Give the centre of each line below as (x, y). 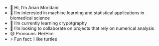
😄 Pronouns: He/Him (32, 34)
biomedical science (30, 18)
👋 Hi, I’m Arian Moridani (34, 8)
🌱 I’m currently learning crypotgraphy (48, 23)
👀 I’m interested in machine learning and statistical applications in (77, 13)
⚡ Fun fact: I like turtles (33, 39)
